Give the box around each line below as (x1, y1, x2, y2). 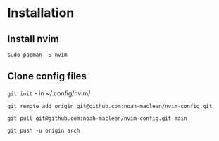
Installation (7, 5, 75, 21)
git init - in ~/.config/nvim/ (7, 89, 91, 98)
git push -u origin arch (7, 127, 80, 134)
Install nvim (7, 33, 60, 45)
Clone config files (7, 70, 87, 82)
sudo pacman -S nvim (7, 51, 68, 58)
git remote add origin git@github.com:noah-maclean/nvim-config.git (7, 102, 213, 109)
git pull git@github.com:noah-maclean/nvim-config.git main (7, 114, 188, 122)
